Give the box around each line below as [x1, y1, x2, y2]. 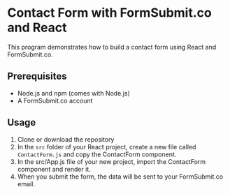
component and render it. [17, 165, 91, 173]
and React [7, 20, 67, 36]
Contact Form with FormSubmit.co [7, 5, 212, 21]
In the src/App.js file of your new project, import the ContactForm [17, 157, 206, 165]
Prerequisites [7, 70, 67, 82]
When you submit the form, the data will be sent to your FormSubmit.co [17, 172, 224, 181]
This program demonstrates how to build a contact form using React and [7, 43, 217, 51]
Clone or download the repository [17, 135, 115, 144]
